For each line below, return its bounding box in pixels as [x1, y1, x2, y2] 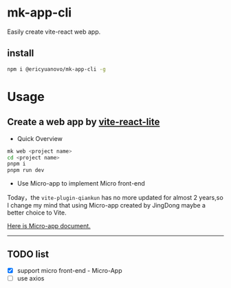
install [7, 47, 34, 59]
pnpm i [7, 160, 26, 168]
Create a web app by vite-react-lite [7, 116, 160, 128]
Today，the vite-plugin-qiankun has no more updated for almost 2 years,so [7, 194, 223, 202]
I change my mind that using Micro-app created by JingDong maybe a [7, 201, 206, 210]
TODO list [7, 248, 49, 260]
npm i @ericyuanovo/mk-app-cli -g [7, 65, 107, 73]
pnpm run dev [7, 167, 45, 174]
